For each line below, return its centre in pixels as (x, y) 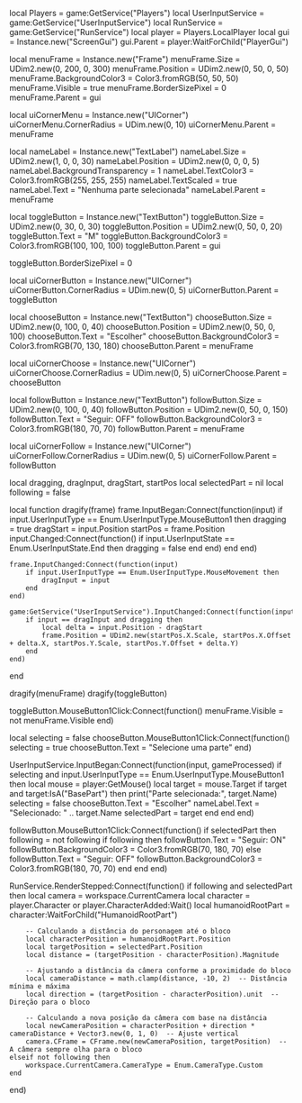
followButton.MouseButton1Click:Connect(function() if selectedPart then (143, 830)
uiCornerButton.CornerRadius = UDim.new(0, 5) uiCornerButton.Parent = (144, 290)
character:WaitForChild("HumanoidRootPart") (93, 915)
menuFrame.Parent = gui (55, 97)
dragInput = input (76, 580)
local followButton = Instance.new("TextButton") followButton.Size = (136, 400)
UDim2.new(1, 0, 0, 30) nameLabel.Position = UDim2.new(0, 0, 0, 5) (135, 161)
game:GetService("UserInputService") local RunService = (116, 23)
